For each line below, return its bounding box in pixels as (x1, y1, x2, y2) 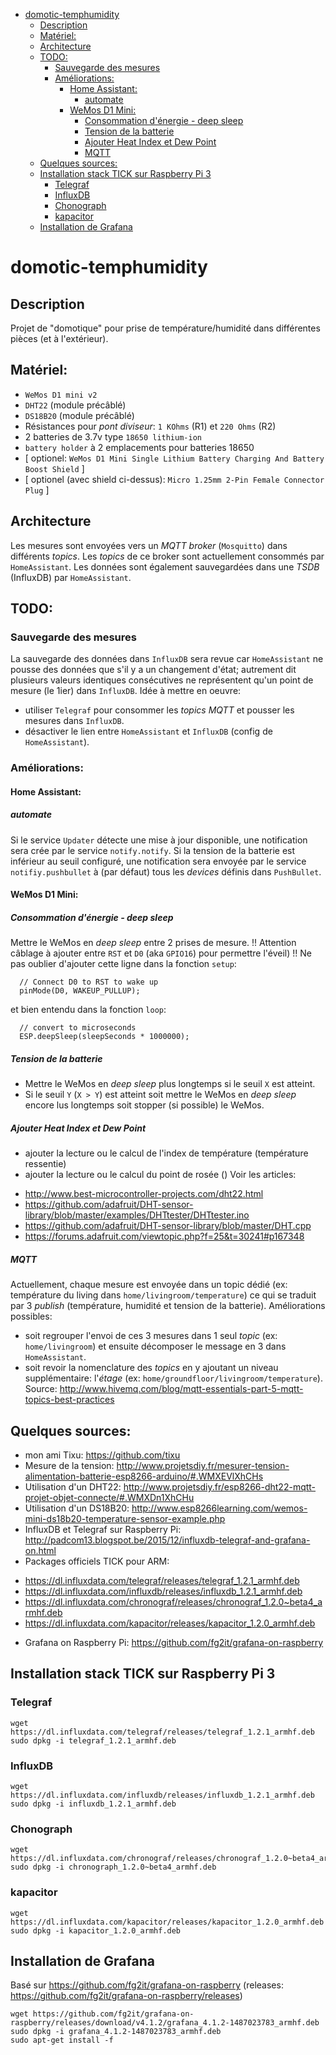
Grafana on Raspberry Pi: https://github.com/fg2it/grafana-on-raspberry (24, 1637, 324, 1649)
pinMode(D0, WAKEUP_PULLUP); (19, 986, 141, 996)
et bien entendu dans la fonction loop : (10, 1004, 167, 1016)
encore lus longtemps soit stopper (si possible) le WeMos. (24, 1099, 265, 1111)
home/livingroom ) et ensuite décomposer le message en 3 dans (24, 1340, 287, 1353)
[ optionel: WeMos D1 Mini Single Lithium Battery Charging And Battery (24, 452, 325, 464)
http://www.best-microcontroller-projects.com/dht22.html (24, 1188, 264, 1200)
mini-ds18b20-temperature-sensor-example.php (24, 1513, 226, 1525)
